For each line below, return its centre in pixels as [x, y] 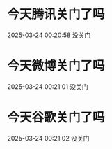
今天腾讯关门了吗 [56, 14]
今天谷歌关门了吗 [56, 118]
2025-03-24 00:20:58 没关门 [49, 35]
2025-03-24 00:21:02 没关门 [48, 138]
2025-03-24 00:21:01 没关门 [48, 86]
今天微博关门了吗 [56, 66]
